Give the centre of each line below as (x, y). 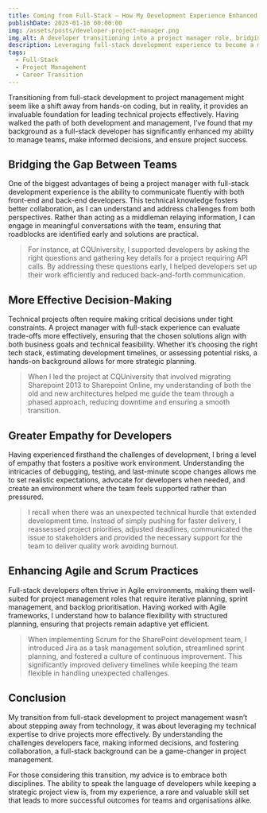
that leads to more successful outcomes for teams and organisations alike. (130, 800)
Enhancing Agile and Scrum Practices (103, 571)
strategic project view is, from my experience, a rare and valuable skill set (129, 792)
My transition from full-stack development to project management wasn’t (128, 717)
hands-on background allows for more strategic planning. (103, 362)
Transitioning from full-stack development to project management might (126, 97)
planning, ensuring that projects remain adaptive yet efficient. (109, 624)
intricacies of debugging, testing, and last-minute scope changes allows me (132, 472)
